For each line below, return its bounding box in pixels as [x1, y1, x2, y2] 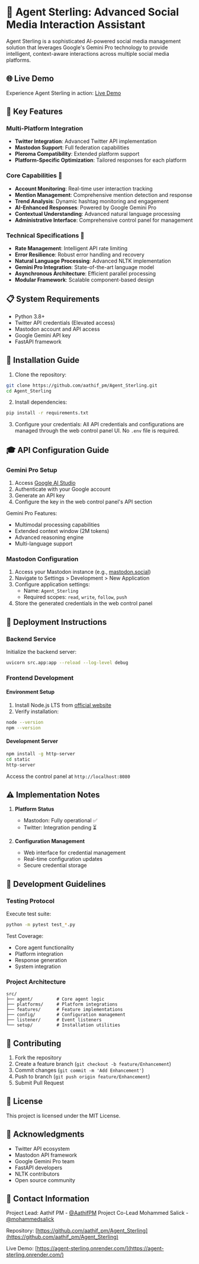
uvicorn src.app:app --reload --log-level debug [6, 659, 129, 666]
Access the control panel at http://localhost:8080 [6, 773, 130, 780]
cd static [6, 756, 31, 762]
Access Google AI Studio [14, 479, 76, 486]
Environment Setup [6, 688, 55, 695]
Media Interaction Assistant [6, 18, 146, 31]
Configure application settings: [14, 581, 91, 588]
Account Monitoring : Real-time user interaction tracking [14, 185, 153, 192]
